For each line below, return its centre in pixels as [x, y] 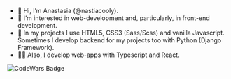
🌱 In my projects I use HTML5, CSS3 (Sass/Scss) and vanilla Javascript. [121, 33]
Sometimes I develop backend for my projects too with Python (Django [119, 40]
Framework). [36, 47]
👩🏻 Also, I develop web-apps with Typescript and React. [98, 55]
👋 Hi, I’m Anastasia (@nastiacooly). [68, 11]
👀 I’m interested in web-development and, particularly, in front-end [113, 18]
